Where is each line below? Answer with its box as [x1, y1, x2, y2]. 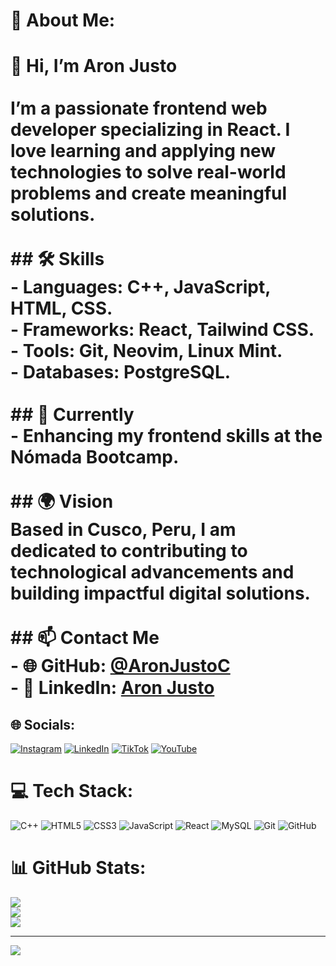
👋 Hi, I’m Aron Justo [10, 55, 178, 78]
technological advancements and [10, 561, 295, 584]
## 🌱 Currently [10, 404, 135, 426]
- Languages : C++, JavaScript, [10, 276, 271, 299]
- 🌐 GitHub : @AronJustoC [10, 655, 231, 678]
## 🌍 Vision [10, 490, 114, 513]
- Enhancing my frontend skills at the [10, 425, 323, 448]
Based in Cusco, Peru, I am [10, 519, 237, 541]
